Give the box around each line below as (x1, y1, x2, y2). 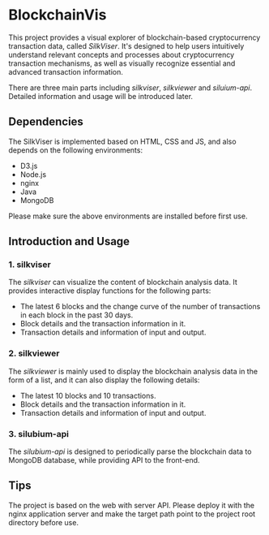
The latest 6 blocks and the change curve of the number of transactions (19, 302, 261, 312)
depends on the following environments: (8, 145, 143, 155)
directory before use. (8, 517, 79, 527)
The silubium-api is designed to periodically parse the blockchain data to (8, 447, 252, 456)
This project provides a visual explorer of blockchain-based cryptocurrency (8, 32, 261, 42)
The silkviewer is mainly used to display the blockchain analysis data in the (8, 366, 258, 376)
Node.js (19, 169, 47, 179)
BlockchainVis (8, 6, 107, 24)
